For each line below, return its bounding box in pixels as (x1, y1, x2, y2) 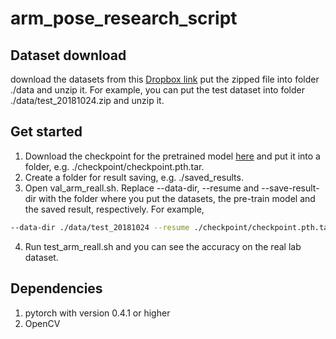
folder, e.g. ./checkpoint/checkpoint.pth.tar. (24, 160, 205, 172)
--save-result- (261, 182, 320, 194)
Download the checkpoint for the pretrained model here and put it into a (24, 150, 321, 162)
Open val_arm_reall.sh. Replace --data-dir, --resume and (24, 182, 260, 194)
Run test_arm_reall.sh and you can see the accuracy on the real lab (24, 240, 302, 252)
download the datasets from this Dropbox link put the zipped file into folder (10, 73, 320, 85)
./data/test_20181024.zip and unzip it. (10, 95, 165, 106)
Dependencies (10, 280, 103, 297)
